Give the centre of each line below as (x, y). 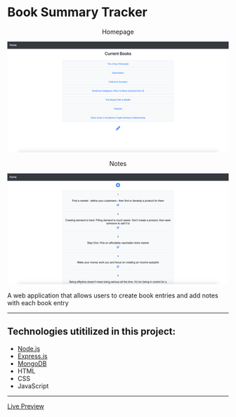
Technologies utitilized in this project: (91, 332)
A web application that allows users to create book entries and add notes (113, 295)
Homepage (118, 32)
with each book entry (38, 302)
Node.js (29, 348)
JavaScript (33, 386)
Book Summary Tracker (77, 12)
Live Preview (26, 406)
